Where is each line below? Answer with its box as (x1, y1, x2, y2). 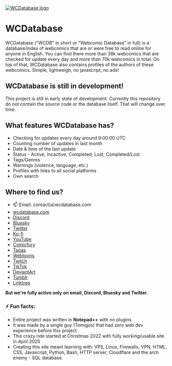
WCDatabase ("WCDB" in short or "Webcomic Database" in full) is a (5, 39, 149, 46)
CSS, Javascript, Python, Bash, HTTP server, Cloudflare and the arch (12, 349, 159, 355)
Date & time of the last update (12, 146, 76, 152)
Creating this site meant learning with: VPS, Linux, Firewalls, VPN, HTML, (12, 343, 167, 350)
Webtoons (12, 253, 35, 259)
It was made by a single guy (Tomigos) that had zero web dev (12, 322, 144, 328)
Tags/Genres (12, 156, 41, 162)
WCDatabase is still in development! (5, 82, 124, 91)
